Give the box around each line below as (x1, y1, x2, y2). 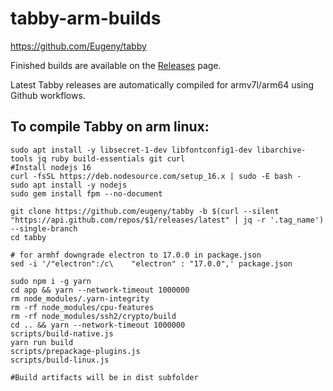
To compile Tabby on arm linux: (10, 118, 210, 136)
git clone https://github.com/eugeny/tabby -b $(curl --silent (10, 206, 280, 216)
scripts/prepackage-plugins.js (10, 346, 141, 356)
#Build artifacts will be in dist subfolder (10, 372, 199, 382)
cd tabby (10, 232, 47, 242)
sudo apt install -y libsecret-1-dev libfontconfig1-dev (10, 145, 253, 155)
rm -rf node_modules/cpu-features (10, 302, 155, 312)
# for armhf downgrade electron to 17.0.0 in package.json (10, 250, 262, 260)
